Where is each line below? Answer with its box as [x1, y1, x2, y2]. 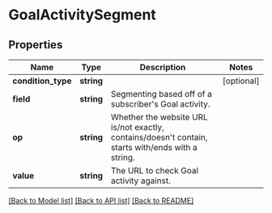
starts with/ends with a [110, 142, 198, 152]
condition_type [12, 75, 72, 86]
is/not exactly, [110, 122, 164, 132]
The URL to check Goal [110, 165, 199, 176]
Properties [8, 38, 63, 52]
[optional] [222, 75, 260, 86]
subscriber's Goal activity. [110, 98, 210, 110]
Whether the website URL [110, 111, 208, 123]
